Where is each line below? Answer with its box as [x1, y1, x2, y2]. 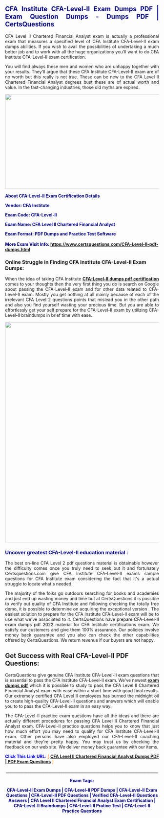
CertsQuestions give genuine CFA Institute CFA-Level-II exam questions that [5, 672, 159, 678]
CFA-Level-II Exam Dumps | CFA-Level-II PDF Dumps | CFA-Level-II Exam [6, 787, 158, 793]
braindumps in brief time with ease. [21, 312, 93, 318]
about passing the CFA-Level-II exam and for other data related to [5, 286, 147, 292]
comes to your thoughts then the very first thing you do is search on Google [5, 281, 159, 287]
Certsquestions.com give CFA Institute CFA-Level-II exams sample [5, 571, 159, 577]
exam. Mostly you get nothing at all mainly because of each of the [21, 292, 159, 298]
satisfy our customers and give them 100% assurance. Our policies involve [5, 627, 159, 633]
